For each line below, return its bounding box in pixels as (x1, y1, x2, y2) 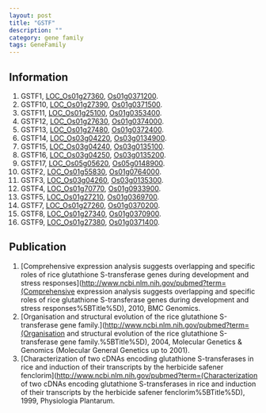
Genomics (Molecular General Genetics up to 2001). (20, 345, 190, 354)
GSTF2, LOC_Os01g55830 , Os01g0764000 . (20, 167, 161, 176)
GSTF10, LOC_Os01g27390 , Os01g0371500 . (20, 100, 163, 109)
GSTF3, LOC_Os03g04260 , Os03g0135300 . (20, 175, 164, 184)
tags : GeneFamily (9, 41, 66, 49)
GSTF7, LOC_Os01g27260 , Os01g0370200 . (20, 200, 161, 210)
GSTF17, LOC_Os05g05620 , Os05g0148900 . (20, 158, 165, 168)
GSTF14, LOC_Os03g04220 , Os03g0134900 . (20, 133, 167, 142)
